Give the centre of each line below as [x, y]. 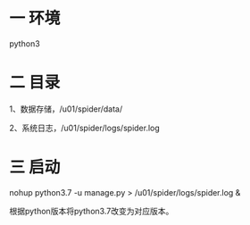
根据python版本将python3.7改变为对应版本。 [92, 211]
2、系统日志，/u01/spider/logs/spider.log [85, 128]
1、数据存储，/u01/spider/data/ [66, 109]
